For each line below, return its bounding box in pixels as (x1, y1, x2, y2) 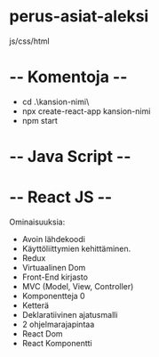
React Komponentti (21, 338, 93, 348)
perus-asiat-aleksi (9, 6, 149, 27)
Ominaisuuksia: (9, 216, 66, 227)
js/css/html (9, 36, 51, 46)
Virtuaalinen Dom (21, 263, 86, 272)
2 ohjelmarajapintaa (21, 319, 95, 329)
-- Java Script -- (9, 147, 131, 166)
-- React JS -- (9, 187, 113, 207)
